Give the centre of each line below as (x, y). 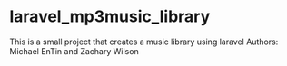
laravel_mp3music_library (110, 17)
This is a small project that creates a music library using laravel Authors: (144, 42)
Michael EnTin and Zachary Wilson (74, 51)
